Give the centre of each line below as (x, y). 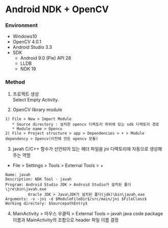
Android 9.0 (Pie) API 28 (46, 58)
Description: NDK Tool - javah (38, 179)
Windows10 (25, 36)
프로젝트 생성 (26, 94)
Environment (22, 26)
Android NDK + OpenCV (57, 9)
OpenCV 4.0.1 (27, 42)
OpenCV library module (37, 109)
